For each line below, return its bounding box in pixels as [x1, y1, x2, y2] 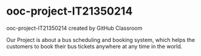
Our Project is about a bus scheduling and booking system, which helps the [6, 36, 196, 43]
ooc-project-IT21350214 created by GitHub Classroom [6, 24, 143, 32]
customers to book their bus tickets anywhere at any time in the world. [6, 43, 183, 50]
